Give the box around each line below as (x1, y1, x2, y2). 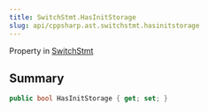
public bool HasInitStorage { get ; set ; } (9, 94, 168, 103)
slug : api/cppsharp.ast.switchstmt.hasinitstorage (9, 21, 200, 30)
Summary (9, 71, 65, 86)
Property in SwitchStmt (9, 45, 94, 56)
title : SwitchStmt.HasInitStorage (9, 12, 137, 22)
